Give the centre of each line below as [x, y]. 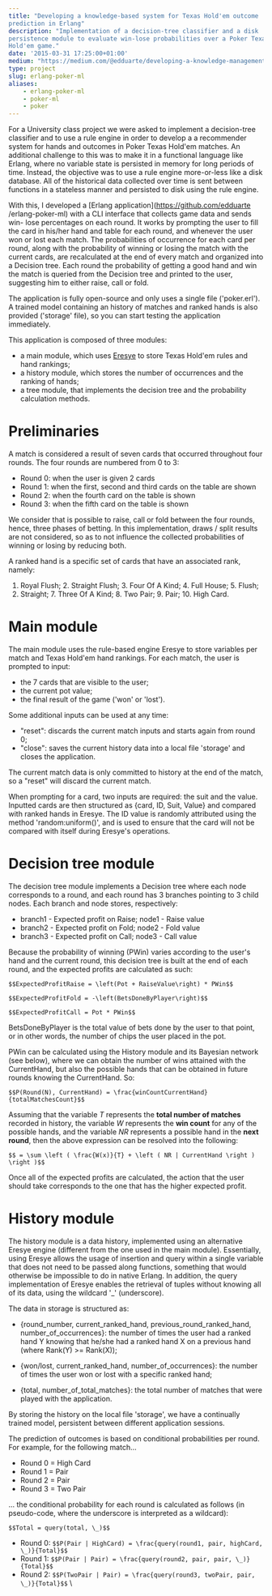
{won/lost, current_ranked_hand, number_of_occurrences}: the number [139, 1365]
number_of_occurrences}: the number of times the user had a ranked [135, 1333]
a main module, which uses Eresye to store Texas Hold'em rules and [134, 356]
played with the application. [66, 1398]
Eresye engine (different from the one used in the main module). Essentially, [135, 1249]
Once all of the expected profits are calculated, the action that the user [126, 1177]
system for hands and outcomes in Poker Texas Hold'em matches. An [124, 147]
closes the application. [57, 757]
